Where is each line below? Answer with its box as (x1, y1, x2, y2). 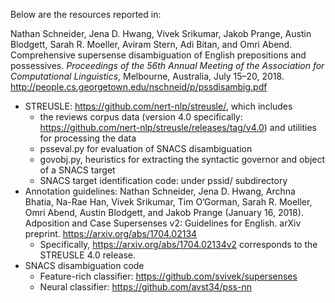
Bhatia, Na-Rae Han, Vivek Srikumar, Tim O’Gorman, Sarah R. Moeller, (24, 196, 313, 208)
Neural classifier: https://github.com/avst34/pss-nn (39, 281, 252, 293)
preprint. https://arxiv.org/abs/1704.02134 (24, 228, 198, 239)
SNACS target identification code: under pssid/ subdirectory (39, 175, 288, 186)
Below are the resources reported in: (10, 9, 162, 20)
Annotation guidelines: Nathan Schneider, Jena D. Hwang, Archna (24, 185, 296, 197)
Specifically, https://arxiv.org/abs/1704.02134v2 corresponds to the (39, 239, 318, 250)
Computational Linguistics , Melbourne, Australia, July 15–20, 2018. (10, 70, 285, 82)
